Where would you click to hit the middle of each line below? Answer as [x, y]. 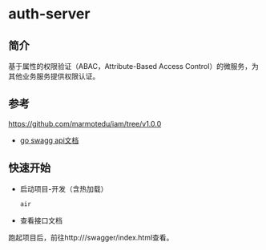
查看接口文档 [41, 220]
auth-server [49, 14]
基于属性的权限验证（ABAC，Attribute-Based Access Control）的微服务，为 [133, 66]
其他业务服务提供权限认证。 [54, 76]
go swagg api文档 [49, 140]
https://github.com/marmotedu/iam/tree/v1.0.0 [85, 123]
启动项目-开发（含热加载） [64, 188]
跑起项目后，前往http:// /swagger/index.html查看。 [91, 237]
